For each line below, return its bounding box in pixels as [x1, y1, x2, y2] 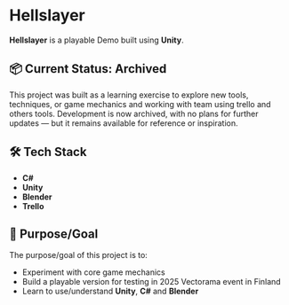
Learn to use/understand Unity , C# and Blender [21, 285, 199, 297]
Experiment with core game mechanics [21, 267, 166, 278]
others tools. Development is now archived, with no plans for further [9, 108, 259, 119]
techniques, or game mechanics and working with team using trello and [9, 98, 271, 109]
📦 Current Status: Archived [9, 61, 167, 76]
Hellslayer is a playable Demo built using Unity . [9, 35, 184, 45]
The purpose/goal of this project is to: [9, 250, 149, 261]
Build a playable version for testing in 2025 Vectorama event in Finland [21, 277, 282, 287]
